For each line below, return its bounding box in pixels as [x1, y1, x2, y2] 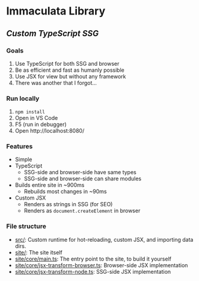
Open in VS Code [14, 115, 58, 122]
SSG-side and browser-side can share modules [23, 175, 142, 182]
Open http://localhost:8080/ [14, 127, 85, 134]
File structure [6, 222, 46, 230]
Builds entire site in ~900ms [14, 182, 85, 189]
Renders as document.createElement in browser [23, 207, 141, 215]
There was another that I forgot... [14, 79, 97, 86]
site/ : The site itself [14, 248, 63, 256]
